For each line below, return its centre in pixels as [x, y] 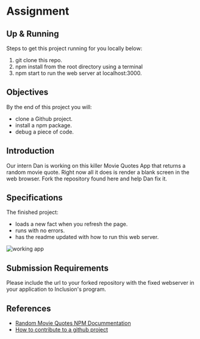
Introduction [30, 151]
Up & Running [33, 34]
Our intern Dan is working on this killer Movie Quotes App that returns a [96, 165]
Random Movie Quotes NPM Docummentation [73, 323]
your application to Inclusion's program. [56, 289]
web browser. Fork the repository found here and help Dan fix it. [87, 179]
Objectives [27, 92]
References [29, 308]
